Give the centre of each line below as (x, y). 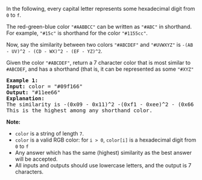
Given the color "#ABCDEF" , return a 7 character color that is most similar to (99, 63)
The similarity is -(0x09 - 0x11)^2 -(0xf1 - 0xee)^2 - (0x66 (100, 104)
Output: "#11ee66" (33, 92)
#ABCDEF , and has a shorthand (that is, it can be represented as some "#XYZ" (100, 69)
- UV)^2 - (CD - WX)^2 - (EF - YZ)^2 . (54, 51)
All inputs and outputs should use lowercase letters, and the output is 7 (103, 165)
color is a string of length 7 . (49, 133)
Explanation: (26, 98)
